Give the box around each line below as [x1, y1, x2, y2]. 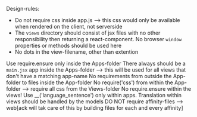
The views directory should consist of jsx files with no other [14, 29, 161, 36]
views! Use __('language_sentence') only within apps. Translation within [6, 92, 182, 98]
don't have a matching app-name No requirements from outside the [6, 73, 172, 79]
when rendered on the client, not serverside [14, 23, 123, 30]
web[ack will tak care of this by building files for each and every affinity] [6, 104, 183, 111]
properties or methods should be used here [14, 42, 122, 49]
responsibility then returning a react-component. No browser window [14, 36, 182, 42]
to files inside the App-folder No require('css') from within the [21, 79, 174, 86]
